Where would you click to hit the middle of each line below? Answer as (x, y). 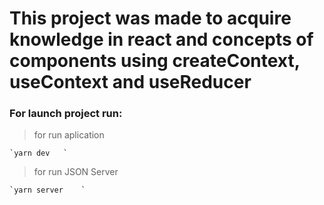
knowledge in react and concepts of (161, 39)
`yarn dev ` (39, 153)
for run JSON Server (76, 172)
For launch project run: (66, 114)
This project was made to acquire (150, 18)
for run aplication (69, 135)
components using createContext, (155, 61)
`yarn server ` (47, 190)
